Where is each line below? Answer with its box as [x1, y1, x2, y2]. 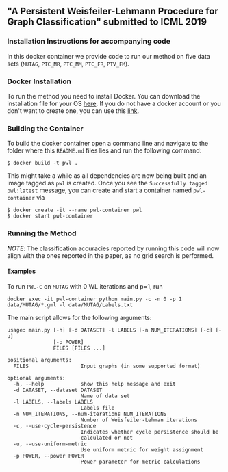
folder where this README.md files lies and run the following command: [7, 146, 202, 155]
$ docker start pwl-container [7, 213, 94, 220]
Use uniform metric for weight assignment [80, 446, 204, 454]
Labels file [80, 404, 115, 411]
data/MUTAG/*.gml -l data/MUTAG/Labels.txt [7, 301, 134, 309]
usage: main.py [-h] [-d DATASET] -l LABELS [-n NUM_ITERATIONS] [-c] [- [7, 326, 223, 334]
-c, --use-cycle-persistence [13, 422, 97, 430]
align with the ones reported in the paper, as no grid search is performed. [7, 251, 214, 259]
